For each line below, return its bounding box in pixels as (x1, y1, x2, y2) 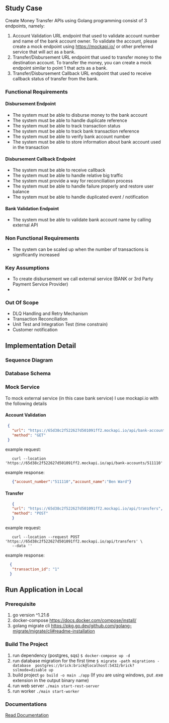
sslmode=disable (12, 667, 47, 672)
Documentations (5, 700, 47, 707)
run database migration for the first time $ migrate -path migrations (12, 657, 155, 664)
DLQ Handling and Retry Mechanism (12, 310, 88, 317)
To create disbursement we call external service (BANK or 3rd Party (12, 276, 153, 282)
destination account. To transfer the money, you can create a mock (12, 59, 152, 65)
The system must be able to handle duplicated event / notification (12, 194, 149, 200)
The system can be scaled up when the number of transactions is (12, 246, 149, 252)
